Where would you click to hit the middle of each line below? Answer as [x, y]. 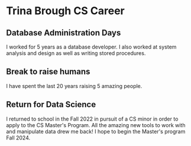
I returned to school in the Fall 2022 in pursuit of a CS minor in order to [92, 119]
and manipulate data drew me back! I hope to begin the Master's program [96, 131]
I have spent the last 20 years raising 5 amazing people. [74, 86]
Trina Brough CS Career [66, 11]
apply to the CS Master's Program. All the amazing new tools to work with [96, 125]
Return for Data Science [51, 105]
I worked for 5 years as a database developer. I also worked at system [91, 47]
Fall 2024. [18, 138]
